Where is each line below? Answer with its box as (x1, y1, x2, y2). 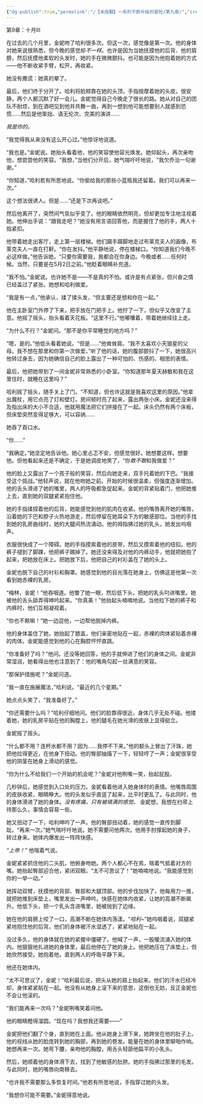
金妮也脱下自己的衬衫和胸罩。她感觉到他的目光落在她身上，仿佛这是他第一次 (6, 569, 197, 576)
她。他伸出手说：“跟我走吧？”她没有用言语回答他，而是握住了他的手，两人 (6, 217, 192, 224)
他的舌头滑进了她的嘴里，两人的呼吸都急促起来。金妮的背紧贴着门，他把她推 (6, 485, 197, 492)
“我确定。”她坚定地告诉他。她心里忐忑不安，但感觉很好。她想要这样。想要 (6, 449, 188, 456)
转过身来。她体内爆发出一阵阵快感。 (6, 833, 97, 841)
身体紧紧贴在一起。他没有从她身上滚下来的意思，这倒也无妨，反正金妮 (16, 984, 192, 991)
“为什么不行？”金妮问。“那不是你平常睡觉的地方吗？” (6, 327, 138, 334)
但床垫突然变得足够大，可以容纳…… (6, 410, 95, 418)
